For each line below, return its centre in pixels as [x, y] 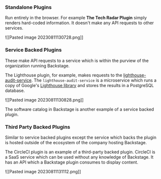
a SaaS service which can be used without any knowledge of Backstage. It [79, 157]
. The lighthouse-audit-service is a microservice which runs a [94, 80]
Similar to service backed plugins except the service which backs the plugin [81, 137]
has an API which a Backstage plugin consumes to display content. [72, 162]
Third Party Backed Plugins [38, 127]
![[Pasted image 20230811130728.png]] [44, 37]
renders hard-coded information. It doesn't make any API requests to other [80, 23]
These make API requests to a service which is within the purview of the [77, 60]
